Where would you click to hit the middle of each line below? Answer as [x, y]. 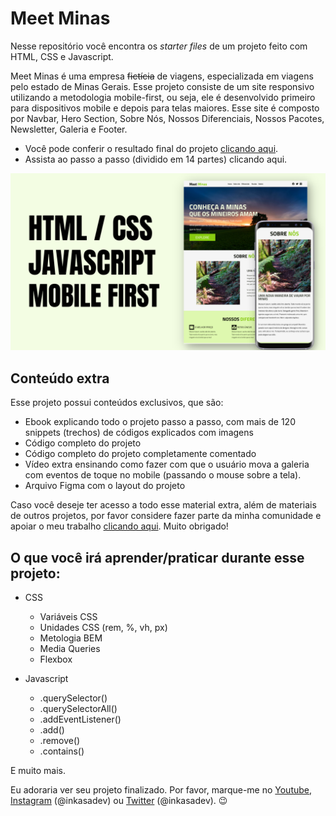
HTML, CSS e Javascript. [62, 56]
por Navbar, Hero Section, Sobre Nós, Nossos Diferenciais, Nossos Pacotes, [167, 118]
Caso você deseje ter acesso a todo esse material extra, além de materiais [163, 505]
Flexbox [56, 659]
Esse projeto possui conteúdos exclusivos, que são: [117, 403]
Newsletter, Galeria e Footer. [69, 129]
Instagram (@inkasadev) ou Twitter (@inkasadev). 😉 [119, 801]
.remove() [60, 741]
